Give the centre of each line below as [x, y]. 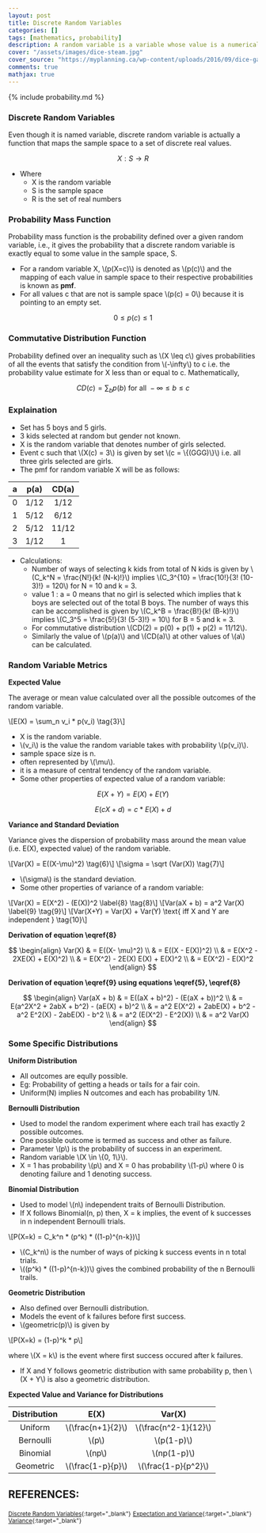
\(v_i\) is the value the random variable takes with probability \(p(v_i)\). [134, 745]
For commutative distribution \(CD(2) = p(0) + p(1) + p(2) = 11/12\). [139, 628]
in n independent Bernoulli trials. [72, 1222]
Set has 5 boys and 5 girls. [63, 427]
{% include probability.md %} [56, 97]
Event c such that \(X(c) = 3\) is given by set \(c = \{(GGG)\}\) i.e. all [130, 453]
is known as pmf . [48, 286]
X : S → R [133, 158]
